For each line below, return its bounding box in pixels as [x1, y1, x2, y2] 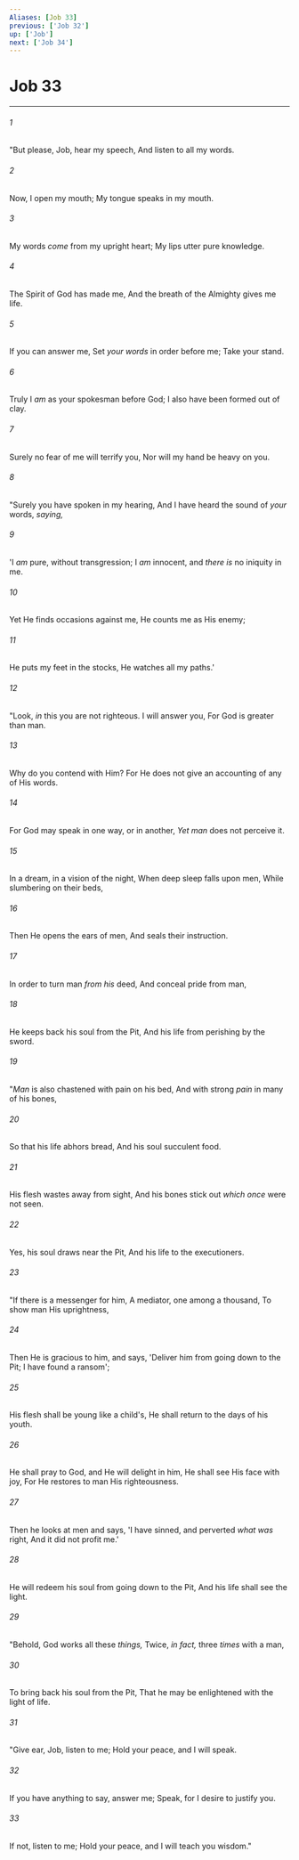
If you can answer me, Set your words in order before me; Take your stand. [9, 346, 285, 357]
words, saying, [9, 508, 64, 519]
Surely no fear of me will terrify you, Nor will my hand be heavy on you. [9, 451, 271, 462]
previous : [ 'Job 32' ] [9, 21, 90, 30]
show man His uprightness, [9, 1304, 109, 1314]
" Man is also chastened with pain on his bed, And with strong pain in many [9, 1084, 284, 1095]
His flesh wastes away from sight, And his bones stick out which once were [9, 1190, 287, 1200]
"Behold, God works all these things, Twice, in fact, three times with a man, [9, 1639, 285, 1650]
